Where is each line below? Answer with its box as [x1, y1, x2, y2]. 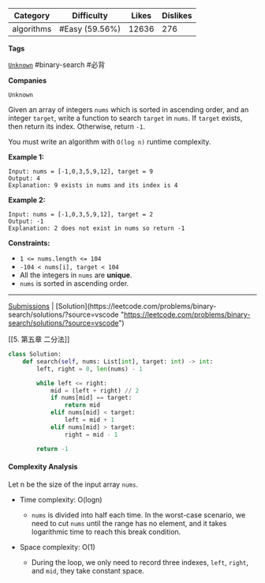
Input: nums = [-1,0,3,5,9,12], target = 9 [8, 167, 154, 175]
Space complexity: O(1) [19, 542, 96, 551]
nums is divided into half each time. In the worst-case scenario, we [31, 510, 246, 520]
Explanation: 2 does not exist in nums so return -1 [8, 224, 185, 232]
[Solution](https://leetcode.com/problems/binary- [55, 302, 217, 310]
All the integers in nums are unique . [19, 270, 132, 280]
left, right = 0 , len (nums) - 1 [36, 365, 144, 373]
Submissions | [8, 302, 54, 310]
